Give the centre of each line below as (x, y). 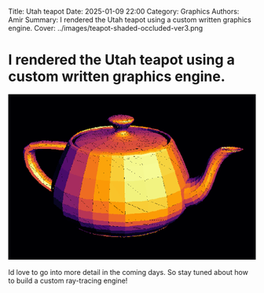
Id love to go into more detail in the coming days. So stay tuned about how (128, 272)
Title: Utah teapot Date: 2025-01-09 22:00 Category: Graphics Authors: (124, 11)
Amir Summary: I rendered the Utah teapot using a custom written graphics (130, 20)
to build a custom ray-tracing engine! (68, 280)
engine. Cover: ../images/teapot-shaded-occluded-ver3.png (106, 28)
